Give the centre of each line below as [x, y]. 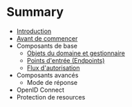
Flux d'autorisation [53, 68]
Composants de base [47, 46]
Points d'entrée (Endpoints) [66, 60]
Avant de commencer [47, 38]
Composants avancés [47, 75]
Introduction [34, 31]
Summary [35, 12]
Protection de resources [51, 97]
